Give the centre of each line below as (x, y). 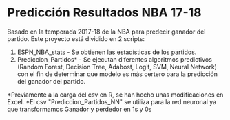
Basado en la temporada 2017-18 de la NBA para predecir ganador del (106, 32)
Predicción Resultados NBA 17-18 (104, 13)
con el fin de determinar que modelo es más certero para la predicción (117, 74)
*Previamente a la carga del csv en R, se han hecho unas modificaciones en (115, 95)
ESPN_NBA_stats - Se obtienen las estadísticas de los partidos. (107, 52)
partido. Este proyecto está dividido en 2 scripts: (76, 38)
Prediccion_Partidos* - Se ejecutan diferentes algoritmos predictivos (114, 59)
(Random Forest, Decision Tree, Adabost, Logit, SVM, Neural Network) (117, 67)
